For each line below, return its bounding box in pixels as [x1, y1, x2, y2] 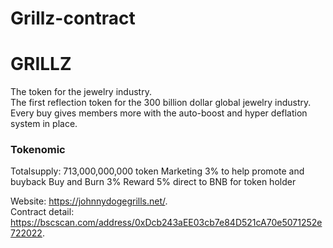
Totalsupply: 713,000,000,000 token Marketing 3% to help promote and [10, 165, 305, 177]
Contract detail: [10, 206, 75, 218]
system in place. [10, 118, 78, 130]
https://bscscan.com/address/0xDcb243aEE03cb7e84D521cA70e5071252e [10, 217, 323, 229]
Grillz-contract [10, 7, 136, 30]
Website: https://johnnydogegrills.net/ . [10, 195, 168, 207]
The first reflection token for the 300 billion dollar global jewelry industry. [10, 97, 312, 109]
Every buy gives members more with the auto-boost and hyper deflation [10, 107, 308, 119]
